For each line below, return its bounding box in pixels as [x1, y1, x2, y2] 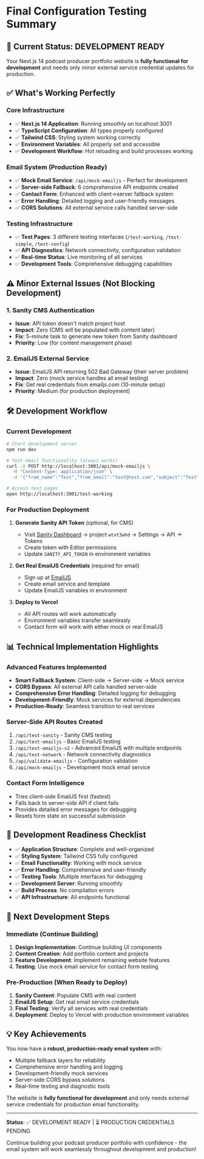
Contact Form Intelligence [6, 779, 85, 787]
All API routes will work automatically [24, 610, 117, 618]
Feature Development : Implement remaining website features [15, 957, 170, 964]
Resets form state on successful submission [15, 812, 126, 819]
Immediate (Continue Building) [6, 929, 99, 938]
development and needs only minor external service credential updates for [6, 64, 194, 71]
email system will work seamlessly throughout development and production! [6, 1146, 197, 1153]
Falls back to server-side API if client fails [15, 799, 119, 806]
